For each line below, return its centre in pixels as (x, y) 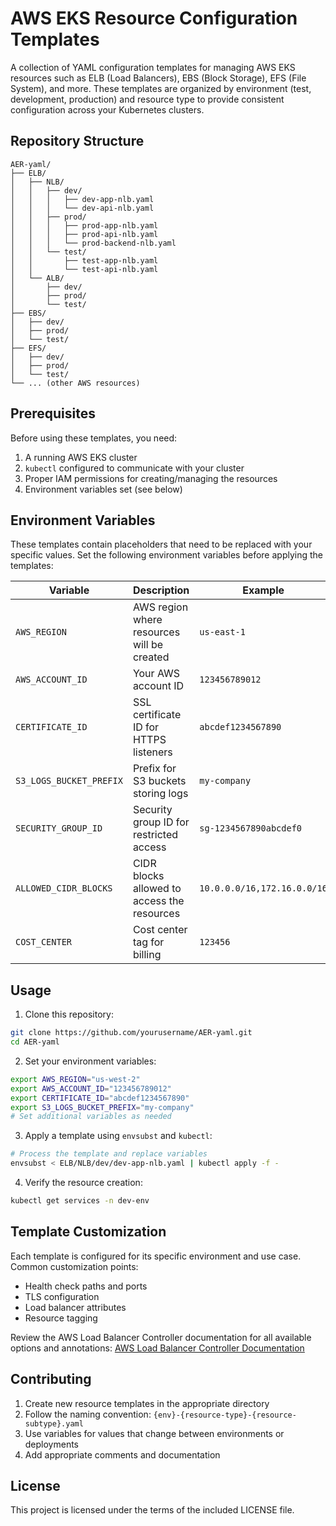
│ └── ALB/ (37, 278)
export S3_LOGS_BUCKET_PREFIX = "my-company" (102, 1107)
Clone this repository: (69, 1014)
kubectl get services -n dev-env (80, 1201)
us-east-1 (222, 632)
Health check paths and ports (86, 1286)
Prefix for (154, 769)
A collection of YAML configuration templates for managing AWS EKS (153, 67)
